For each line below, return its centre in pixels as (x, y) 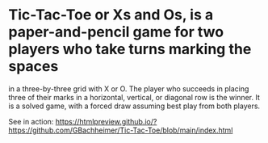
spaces (33, 67)
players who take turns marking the (130, 49)
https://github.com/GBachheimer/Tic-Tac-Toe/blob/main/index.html (121, 130)
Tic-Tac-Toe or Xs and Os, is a (111, 15)
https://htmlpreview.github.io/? (106, 121)
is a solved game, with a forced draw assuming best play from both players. (134, 106)
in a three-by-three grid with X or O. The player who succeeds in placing (129, 88)
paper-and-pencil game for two (116, 32)
